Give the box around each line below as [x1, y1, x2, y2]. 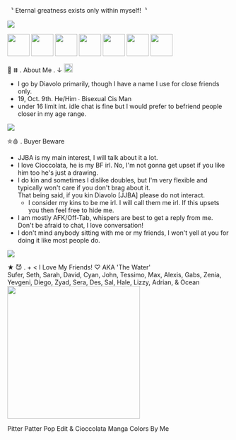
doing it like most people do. [17, 236, 100, 244]
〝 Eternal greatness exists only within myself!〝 [7, 6, 148, 14]
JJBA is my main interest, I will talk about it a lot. [17, 154, 158, 161]
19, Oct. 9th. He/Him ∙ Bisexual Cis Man [17, 95, 132, 103]
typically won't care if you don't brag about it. [17, 183, 151, 192]
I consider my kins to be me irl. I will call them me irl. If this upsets [28, 199, 220, 207]
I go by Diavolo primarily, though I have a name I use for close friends [17, 80, 220, 88]
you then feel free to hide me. [28, 206, 114, 214]
